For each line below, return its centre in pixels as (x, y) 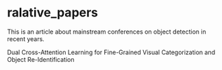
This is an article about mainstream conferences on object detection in (107, 32)
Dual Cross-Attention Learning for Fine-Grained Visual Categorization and (111, 52)
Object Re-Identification (41, 59)
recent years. (26, 38)
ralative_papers (52, 13)
